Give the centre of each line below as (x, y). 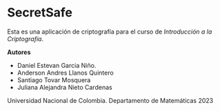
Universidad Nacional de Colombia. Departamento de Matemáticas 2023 (110, 100)
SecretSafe (40, 13)
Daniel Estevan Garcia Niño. (57, 65)
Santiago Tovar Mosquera (54, 79)
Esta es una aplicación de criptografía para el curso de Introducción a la (110, 32)
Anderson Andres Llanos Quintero (65, 73)
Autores (19, 52)
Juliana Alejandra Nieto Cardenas (64, 87)
